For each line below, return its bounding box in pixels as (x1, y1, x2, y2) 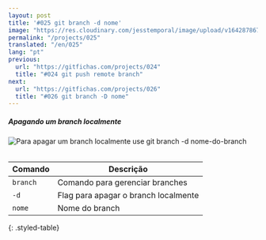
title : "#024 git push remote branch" (15, 70, 144, 78)
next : (8, 77, 26, 85)
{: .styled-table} (8, 223, 60, 233)
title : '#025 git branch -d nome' (8, 19, 123, 27)
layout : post (8, 11, 51, 20)
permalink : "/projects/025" (8, 33, 101, 42)
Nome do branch (57, 203, 120, 214)
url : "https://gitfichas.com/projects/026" (15, 84, 161, 93)
